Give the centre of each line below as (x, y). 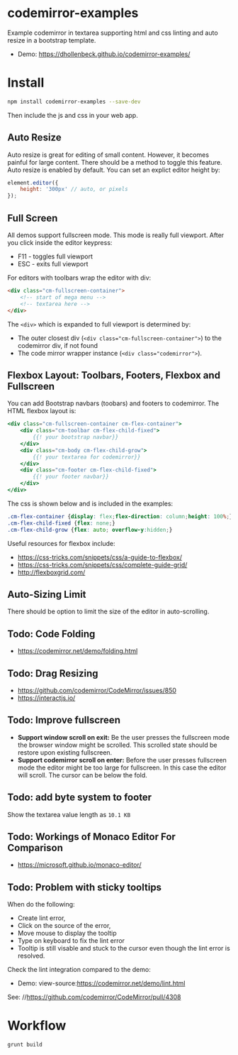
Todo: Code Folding (51, 634)
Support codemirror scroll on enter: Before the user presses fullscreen (122, 760)
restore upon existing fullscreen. (65, 752)
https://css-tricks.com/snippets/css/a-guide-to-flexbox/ (100, 557)
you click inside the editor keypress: (60, 242)
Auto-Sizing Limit (47, 594)
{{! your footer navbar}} (71, 477)
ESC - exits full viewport (53, 264)
